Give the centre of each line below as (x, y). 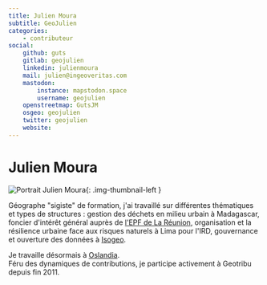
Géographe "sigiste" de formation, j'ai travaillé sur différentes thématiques (131, 205)
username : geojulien (71, 98)
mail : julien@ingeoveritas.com (75, 75)
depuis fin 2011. (34, 272)
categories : (28, 31)
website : (37, 128)
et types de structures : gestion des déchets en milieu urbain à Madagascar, (134, 214)
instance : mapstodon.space (82, 90)
